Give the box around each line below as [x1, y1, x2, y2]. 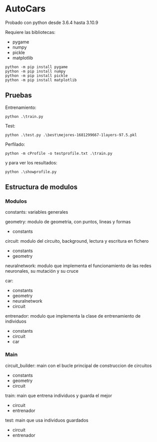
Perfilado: [5, 141, 25, 147]
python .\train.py [5, 114, 43, 119]
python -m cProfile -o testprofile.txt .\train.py [5, 151, 113, 156]
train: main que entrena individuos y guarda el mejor [5, 393, 112, 399]
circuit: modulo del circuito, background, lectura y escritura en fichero [5, 238, 149, 244]
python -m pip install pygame [5, 64, 68, 69]
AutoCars [5, 3, 46, 14]
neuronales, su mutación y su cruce [5, 268, 79, 274]
